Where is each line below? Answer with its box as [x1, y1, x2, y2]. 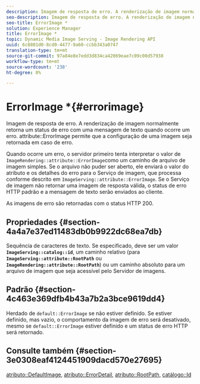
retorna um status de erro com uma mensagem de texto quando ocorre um [6, 126, 190, 134]
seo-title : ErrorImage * [6, 20, 68, 26]
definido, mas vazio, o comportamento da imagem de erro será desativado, [6, 316, 191, 323]
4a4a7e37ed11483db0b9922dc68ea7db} [6, 226, 162, 237]
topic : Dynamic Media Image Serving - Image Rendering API [6, 36, 156, 42]
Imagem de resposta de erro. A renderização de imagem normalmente [6, 120, 179, 127]
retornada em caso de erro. [6, 139, 73, 146]
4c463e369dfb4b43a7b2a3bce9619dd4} [6, 294, 165, 304]
